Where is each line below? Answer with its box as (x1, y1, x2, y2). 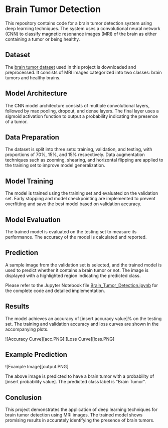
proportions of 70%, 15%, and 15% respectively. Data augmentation (5, 152, 145, 158)
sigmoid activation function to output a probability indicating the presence (5, 113, 158, 119)
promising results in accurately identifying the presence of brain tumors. (5, 417, 154, 423)
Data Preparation (5, 133, 59, 141)
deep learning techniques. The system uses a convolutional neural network (5, 25, 160, 31)
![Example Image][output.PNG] (5, 364, 69, 370)
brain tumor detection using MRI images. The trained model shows (5, 412, 143, 418)
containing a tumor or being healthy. (5, 36, 80, 42)
